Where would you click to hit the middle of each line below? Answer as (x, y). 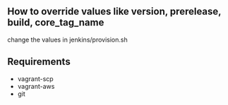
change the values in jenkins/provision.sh (68, 39)
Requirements (39, 62)
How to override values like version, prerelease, (114, 12)
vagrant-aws (36, 86)
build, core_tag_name (56, 23)
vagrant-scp (36, 79)
